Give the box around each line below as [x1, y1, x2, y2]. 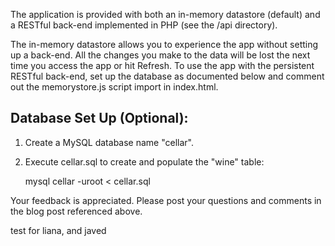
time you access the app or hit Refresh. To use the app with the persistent [10, 60, 315, 71]
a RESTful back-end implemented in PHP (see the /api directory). [10, 19, 278, 31]
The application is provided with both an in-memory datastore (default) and [10, 9, 321, 20]
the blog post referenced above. [10, 205, 143, 217]
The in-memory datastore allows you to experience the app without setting [10, 39, 319, 50]
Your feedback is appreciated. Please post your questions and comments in [10, 194, 322, 206]
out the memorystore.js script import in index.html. [10, 81, 219, 93]
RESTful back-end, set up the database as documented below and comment [10, 70, 325, 82]
